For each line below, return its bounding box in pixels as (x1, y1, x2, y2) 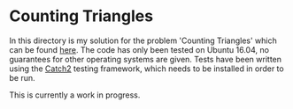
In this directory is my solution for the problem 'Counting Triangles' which (9, 35, 277, 46)
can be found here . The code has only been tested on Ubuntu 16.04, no (9, 44, 270, 54)
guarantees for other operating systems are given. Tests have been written (9, 54, 281, 64)
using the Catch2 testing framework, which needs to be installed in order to (9, 63, 285, 74)
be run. (9, 72, 35, 83)
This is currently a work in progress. (9, 90, 141, 100)
